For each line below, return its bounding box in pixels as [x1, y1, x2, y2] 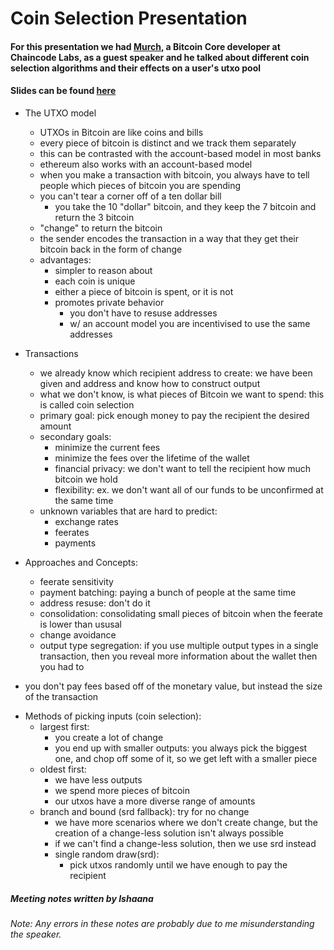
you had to [39, 660, 85, 672]
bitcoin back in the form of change [39, 243, 183, 255]
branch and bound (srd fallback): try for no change [39, 805, 250, 817]
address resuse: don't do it [39, 597, 151, 609]
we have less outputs [54, 773, 143, 786]
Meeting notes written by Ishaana [10, 892, 154, 904]
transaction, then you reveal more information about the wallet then [39, 650, 318, 662]
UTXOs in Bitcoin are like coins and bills [39, 126, 204, 138]
